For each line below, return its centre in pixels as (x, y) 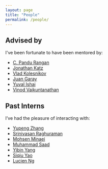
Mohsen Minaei (29, 139)
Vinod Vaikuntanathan (36, 90)
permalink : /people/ (27, 19)
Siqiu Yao (23, 155)
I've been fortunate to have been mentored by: (54, 53)
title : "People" (22, 15)
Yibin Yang (24, 150)
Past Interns (25, 106)
